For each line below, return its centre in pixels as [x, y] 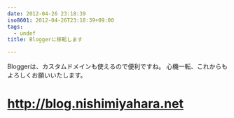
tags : [15, 27]
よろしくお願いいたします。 [47, 75]
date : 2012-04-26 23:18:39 [47, 14]
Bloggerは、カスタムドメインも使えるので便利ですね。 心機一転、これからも [118, 66]
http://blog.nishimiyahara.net [96, 104]
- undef [25, 33]
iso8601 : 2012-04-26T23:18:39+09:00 [61, 20]
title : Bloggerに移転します [45, 40]
